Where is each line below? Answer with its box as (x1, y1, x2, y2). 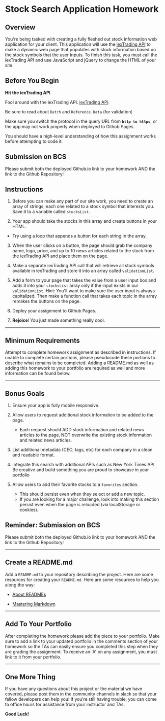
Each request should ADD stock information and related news (19, 427, 144, 433)
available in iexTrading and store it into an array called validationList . (12, 268, 155, 274)
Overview (5, 23, 36, 32)
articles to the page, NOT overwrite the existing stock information (19, 432, 152, 438)
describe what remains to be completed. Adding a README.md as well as (5, 360, 154, 366)
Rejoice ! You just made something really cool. (12, 317, 105, 323)
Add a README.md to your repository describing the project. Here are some (5, 571, 153, 577)
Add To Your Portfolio (5, 620, 72, 628)
